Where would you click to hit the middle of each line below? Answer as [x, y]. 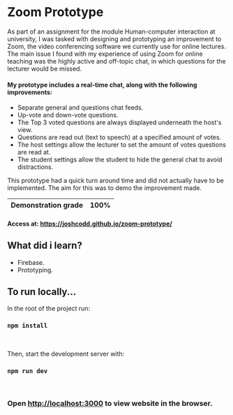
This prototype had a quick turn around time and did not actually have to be [116, 181]
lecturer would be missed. [45, 68]
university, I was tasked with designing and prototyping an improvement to [114, 38]
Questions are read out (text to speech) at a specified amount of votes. [119, 138]
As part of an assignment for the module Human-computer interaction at [111, 31]
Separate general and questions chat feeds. [80, 108]
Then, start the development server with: [66, 354]
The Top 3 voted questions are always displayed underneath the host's [119, 122]
